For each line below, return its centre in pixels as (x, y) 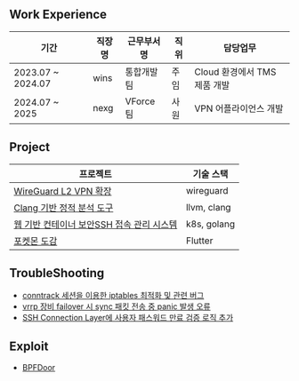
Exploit (29, 346)
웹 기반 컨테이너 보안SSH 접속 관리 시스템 (96, 224)
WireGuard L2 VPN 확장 (63, 191)
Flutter (199, 241)
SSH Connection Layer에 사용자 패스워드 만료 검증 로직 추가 (128, 318)
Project (30, 147)
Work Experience (58, 15)
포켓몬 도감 (36, 241)
